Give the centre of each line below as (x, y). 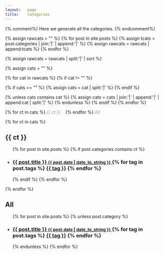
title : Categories (28, 14)
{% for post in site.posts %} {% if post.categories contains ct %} (79, 149)
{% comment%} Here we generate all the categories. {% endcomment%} (80, 28)
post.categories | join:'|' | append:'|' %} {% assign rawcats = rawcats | (77, 43)
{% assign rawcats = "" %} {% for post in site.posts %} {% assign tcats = (80, 38)
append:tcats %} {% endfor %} (37, 49)
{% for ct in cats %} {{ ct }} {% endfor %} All (53, 112)
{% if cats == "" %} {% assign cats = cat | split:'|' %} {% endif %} (73, 87)
